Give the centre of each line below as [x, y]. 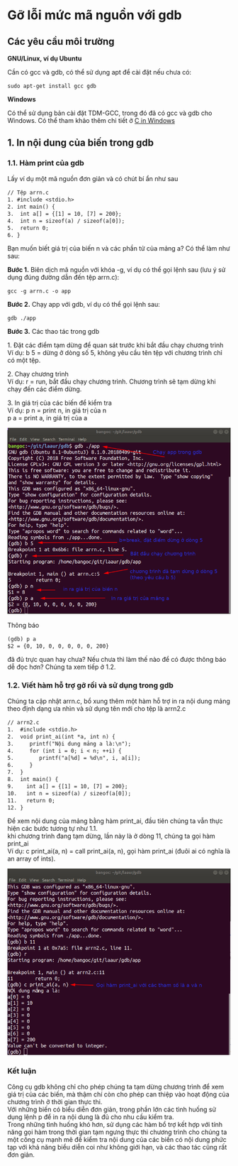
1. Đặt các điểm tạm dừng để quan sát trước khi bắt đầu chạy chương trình [115, 345]
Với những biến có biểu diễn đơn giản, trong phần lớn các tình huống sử [112, 1109]
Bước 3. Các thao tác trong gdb [53, 331]
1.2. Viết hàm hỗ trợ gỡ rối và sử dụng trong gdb [90, 685]
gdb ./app [22, 318]
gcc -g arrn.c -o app [39, 291]
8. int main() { [33, 779]
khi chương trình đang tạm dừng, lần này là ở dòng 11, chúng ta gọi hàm [112, 836]
